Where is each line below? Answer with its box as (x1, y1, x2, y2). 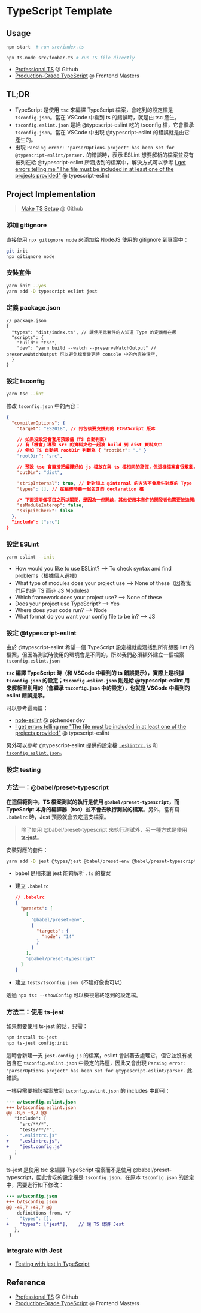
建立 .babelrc (14, 882, 49, 889)
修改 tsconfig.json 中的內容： (6, 402, 81, 409)
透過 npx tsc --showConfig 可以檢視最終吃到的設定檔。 (6, 991, 142, 999)
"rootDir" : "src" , (17, 453, 63, 460)
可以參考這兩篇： (6, 705, 48, 712)
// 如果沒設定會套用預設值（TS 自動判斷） (17, 436, 109, 442)
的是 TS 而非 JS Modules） (25, 587, 93, 594)
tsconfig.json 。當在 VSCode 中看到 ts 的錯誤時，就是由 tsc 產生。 (14, 113, 181, 121)
